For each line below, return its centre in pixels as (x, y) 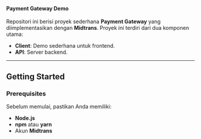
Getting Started (36, 77)
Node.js (25, 118)
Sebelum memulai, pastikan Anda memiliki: (59, 106)
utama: (15, 34)
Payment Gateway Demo (37, 8)
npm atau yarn (33, 124)
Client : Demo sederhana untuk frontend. (65, 46)
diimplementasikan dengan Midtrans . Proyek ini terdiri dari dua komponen (98, 28)
